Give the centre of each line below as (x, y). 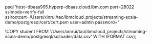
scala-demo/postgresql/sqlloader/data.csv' (49, 36)
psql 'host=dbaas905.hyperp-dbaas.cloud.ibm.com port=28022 (70, 7)
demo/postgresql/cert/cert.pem (37, 22)
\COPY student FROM (27, 31)
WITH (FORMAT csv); (115, 36)
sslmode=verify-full (25, 12)
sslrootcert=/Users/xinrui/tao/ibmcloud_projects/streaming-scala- (72, 17)
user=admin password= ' (94, 22)
